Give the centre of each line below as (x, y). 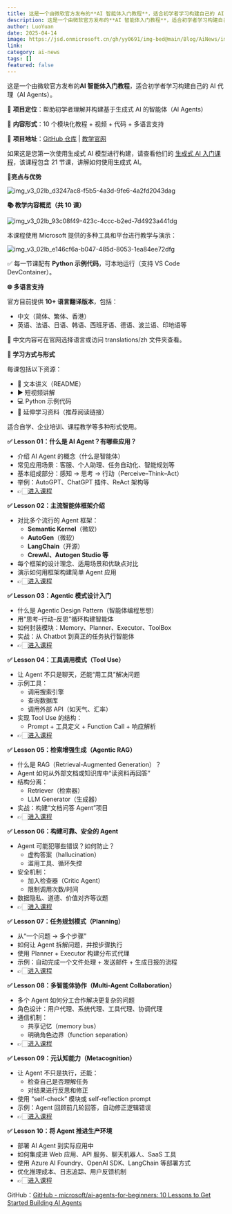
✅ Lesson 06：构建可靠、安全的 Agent (63, 831)
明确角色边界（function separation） (79, 1035)
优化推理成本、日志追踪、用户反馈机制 (71, 1171)
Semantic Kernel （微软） (64, 529)
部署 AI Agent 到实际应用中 (56, 1145)
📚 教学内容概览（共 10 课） (46, 204)
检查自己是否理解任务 (58, 1081)
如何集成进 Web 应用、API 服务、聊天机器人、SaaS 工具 (97, 1154)
